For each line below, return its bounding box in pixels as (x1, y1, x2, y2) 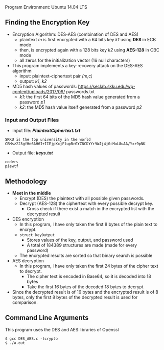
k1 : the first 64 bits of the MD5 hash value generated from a (19, 94, 140, 100)
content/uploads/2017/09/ (12, 88, 65, 95)
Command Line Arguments (5, 314, 89, 322)
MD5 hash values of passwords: (12, 83, 77, 89)
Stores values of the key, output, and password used (26, 237, 133, 243)
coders (5, 159, 19, 165)
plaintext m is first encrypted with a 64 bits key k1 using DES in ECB (19, 36, 156, 42)
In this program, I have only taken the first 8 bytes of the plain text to (19, 221, 158, 227)
